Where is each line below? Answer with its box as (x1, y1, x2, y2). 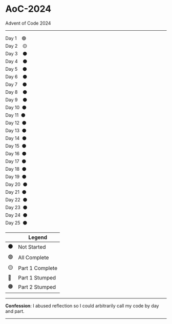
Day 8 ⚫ (5, 89, 27, 95)
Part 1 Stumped (18, 274, 56, 281)
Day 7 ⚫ (5, 81, 27, 87)
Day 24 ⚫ (5, 212, 28, 218)
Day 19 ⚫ (5, 173, 27, 179)
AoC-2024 (5, 3, 52, 15)
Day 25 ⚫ (5, 219, 28, 226)
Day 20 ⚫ (5, 181, 28, 187)
